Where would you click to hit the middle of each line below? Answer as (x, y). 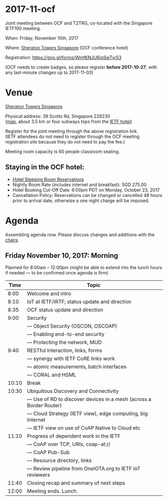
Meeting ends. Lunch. (52, 491)
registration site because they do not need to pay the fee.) (65, 141)
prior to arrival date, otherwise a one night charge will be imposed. (81, 200)
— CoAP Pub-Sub (48, 452)
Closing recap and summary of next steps (76, 483)
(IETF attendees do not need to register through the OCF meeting (72, 136)
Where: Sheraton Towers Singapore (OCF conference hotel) (67, 47)
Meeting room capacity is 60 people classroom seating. (62, 151)
